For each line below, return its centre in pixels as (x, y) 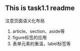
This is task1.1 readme (40, 8)
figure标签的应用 (29, 37)
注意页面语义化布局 (25, 21)
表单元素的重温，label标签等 (41, 44)
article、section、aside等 (38, 31)
